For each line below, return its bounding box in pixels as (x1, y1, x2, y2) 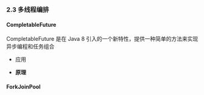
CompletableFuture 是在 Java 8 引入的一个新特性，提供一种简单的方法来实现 (6, 35, 199, 43)
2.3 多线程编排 (6, 5, 49, 13)
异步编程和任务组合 (6, 43, 55, 50)
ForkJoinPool (6, 83, 41, 90)
